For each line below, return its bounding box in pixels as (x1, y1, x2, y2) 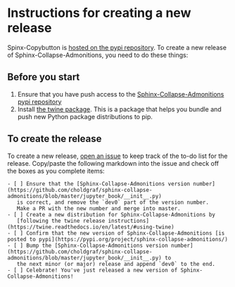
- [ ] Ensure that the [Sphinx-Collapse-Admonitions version (7, 180, 191, 188)
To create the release (7, 133, 102, 145)
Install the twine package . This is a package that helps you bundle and (17, 104, 222, 114)
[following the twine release (16, 217, 106, 224)
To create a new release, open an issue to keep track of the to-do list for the (7, 152, 228, 160)
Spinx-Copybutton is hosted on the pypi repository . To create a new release (7, 43, 227, 51)
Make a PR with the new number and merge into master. (16, 204, 181, 212)
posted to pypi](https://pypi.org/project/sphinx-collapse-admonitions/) (7, 236, 229, 243)
